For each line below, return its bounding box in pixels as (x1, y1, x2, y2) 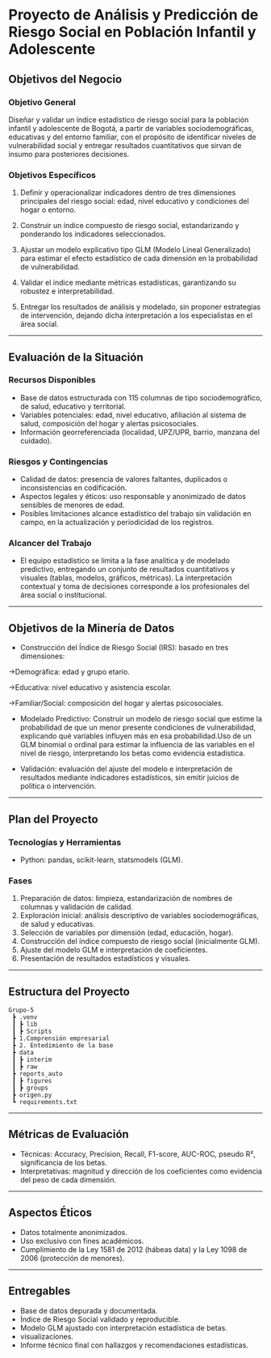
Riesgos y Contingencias (8, 455, 109, 467)
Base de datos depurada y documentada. (19, 1305, 158, 1315)
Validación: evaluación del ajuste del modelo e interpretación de (19, 764, 233, 774)
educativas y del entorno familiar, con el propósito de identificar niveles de (8, 132, 256, 142)
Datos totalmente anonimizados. (19, 1227, 127, 1237)
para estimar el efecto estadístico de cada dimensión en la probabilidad (19, 253, 258, 264)
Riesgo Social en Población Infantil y (8, 23, 256, 41)
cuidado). (19, 435, 52, 446)
